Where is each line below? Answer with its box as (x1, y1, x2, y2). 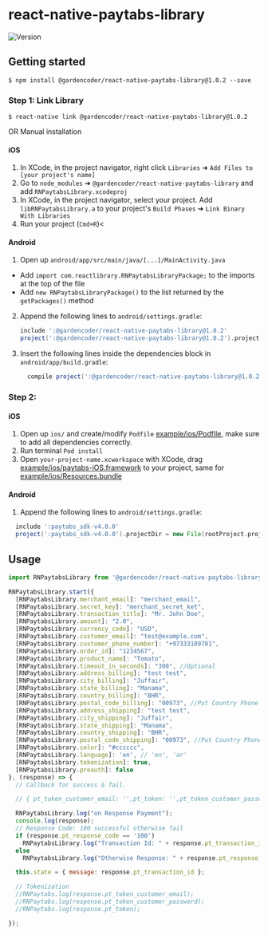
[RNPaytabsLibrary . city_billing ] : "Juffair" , (15, 677, 170, 685)
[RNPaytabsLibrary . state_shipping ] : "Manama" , (15, 721, 173, 729)
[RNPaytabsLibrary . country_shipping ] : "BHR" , (15, 728, 170, 737)
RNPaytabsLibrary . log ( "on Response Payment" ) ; (15, 810, 173, 818)
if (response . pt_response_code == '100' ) (15, 831, 156, 839)
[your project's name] (19, 172, 96, 180)
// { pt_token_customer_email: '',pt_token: (15, 795, 166, 803)
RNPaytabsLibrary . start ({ (8, 588, 94, 596)
